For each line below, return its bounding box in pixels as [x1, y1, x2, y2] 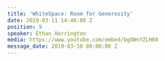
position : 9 [7, 23, 42, 30]
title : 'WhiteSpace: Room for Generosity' [7, 10, 133, 18]
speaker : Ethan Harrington [7, 29, 86, 37]
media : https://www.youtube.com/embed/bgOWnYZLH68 [7, 36, 159, 43]
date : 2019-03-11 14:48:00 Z [7, 17, 93, 24]
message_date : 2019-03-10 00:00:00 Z [7, 43, 118, 50]
